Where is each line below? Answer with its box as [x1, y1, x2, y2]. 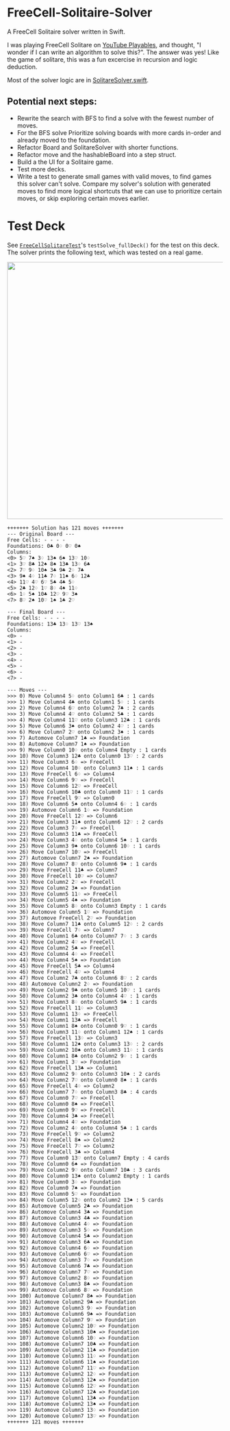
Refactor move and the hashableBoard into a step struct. [16, 150, 177, 158]
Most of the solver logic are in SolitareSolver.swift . [7, 75, 149, 84]
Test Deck [7, 218, 66, 234]
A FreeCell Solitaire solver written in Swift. [7, 27, 125, 36]
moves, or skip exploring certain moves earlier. [16, 194, 149, 202]
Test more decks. [16, 165, 66, 173]
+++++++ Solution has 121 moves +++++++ [7, 525, 125, 531]
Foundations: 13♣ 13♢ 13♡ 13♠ [7, 621, 94, 627]
